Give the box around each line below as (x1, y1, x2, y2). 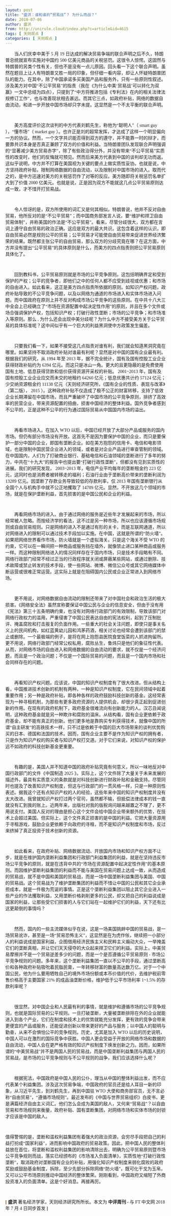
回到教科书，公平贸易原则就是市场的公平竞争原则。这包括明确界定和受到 (14, 271, 166, 277)
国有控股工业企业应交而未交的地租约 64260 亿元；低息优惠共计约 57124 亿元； (5, 375, 166, 381)
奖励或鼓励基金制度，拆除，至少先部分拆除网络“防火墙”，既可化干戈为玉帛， (5, 1166, 165, 1172)
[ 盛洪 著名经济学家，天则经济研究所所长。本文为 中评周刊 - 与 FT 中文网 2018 (5, 1199, 165, 1205)
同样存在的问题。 (9, 659, 46, 665)
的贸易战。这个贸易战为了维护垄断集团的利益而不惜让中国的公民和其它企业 (5, 880, 161, 886)
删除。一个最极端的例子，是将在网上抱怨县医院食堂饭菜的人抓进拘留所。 (14, 634, 166, 639)
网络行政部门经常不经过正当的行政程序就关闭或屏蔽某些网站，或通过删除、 (5, 556, 161, 562)
